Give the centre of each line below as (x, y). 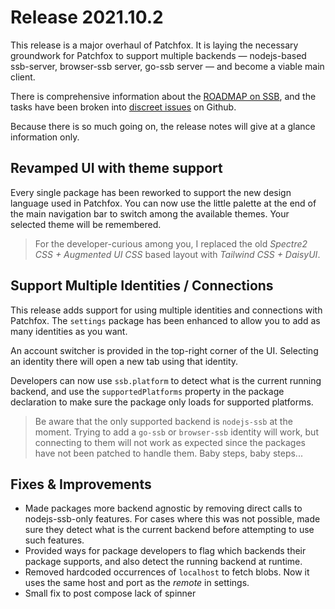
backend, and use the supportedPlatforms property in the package (147, 391)
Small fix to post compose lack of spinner (110, 593)
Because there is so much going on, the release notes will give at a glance (163, 126)
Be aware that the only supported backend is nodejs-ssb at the (163, 421)
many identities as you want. (69, 331)
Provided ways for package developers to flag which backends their (165, 551)
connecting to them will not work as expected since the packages (170, 442)
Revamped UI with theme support (116, 168)
